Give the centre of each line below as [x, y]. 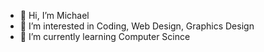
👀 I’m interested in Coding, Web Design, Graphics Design [137, 26]
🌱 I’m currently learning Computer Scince [105, 36]
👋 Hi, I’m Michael [54, 15]
